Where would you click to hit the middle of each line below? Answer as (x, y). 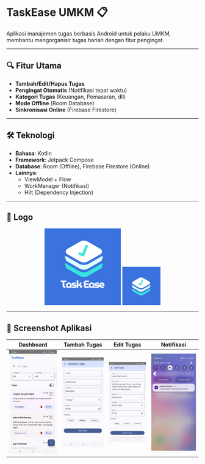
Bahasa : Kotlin (33, 153)
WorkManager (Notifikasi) (57, 185)
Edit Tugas (128, 345)
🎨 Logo (20, 217)
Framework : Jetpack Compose (54, 160)
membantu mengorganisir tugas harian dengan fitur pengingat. (85, 40)
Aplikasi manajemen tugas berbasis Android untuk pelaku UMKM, (89, 33)
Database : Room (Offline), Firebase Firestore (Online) (82, 166)
